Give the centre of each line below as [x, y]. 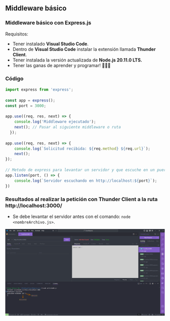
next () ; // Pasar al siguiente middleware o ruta [68, 127]
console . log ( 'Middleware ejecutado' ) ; [55, 122]
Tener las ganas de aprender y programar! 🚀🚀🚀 [61, 65]
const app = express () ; [30, 100]
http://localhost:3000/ [34, 205]
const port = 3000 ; [26, 106]
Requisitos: [17, 34]
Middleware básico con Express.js [48, 23]
